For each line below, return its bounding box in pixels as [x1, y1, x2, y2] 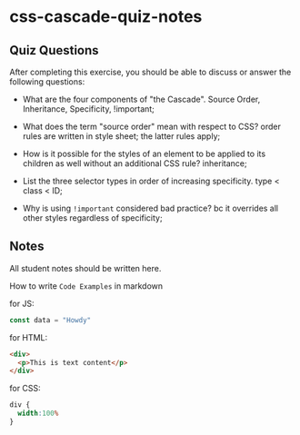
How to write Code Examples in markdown [9, 280, 164, 292]
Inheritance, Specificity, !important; [22, 104, 155, 114]
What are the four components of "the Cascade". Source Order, [22, 94, 261, 104]
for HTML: [9, 331, 48, 342]
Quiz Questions [9, 43, 99, 58]
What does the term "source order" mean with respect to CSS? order [22, 121, 282, 132]
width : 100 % [17, 409, 59, 419]
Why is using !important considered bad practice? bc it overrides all [22, 203, 279, 213]
